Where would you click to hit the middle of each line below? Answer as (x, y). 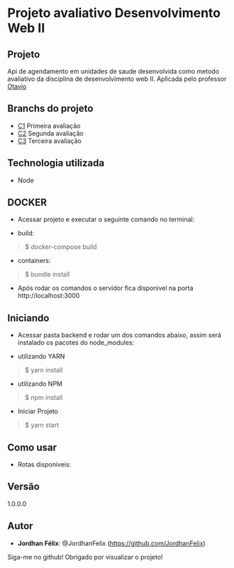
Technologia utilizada (56, 163)
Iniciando (28, 318)
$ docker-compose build (61, 247)
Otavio (17, 86)
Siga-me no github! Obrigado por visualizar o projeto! (85, 557)
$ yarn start (42, 425)
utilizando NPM (40, 384)
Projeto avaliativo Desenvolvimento (114, 13)
